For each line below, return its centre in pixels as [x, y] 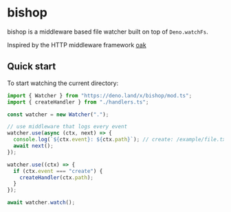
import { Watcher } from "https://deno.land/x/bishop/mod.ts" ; [100, 95]
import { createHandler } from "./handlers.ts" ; [78, 102]
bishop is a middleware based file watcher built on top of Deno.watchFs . [108, 32]
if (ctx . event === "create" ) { [58, 171]
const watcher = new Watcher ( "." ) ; [58, 115]
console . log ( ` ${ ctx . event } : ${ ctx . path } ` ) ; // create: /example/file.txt [121, 140]
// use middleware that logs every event [67, 127]
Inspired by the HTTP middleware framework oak [77, 45]
